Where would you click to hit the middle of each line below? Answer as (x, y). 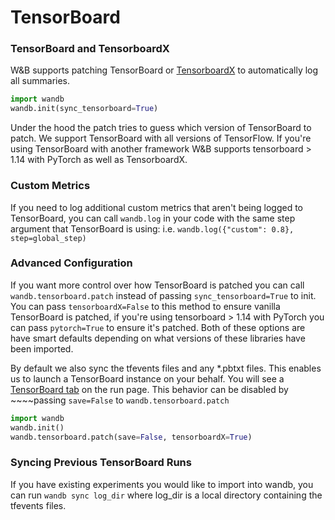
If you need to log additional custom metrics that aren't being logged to (157, 207)
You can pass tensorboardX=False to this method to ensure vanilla (145, 306)
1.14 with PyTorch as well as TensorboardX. (99, 160)
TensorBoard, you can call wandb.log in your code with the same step (153, 218)
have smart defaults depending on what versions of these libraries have (158, 338)
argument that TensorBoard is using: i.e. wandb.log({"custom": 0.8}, (152, 228)
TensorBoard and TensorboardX (90, 49)
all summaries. (40, 81)
